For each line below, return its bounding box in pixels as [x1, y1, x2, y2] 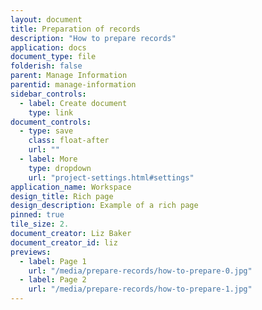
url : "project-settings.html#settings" [28, 172, 195, 183]
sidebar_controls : [10, 89, 87, 99]
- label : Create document [19, 98, 128, 108]
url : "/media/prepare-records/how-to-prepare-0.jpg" [28, 266, 253, 276]
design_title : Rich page [10, 191, 114, 201]
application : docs [10, 42, 87, 53]
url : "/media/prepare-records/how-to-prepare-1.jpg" [28, 284, 253, 295]
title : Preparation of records [10, 24, 141, 34]
